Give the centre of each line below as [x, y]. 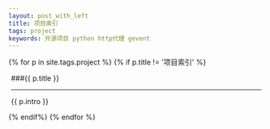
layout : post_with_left [49, 16]
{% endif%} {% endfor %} [52, 117]
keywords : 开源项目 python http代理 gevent [79, 38]
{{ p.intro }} [30, 102]
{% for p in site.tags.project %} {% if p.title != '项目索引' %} [107, 62]
